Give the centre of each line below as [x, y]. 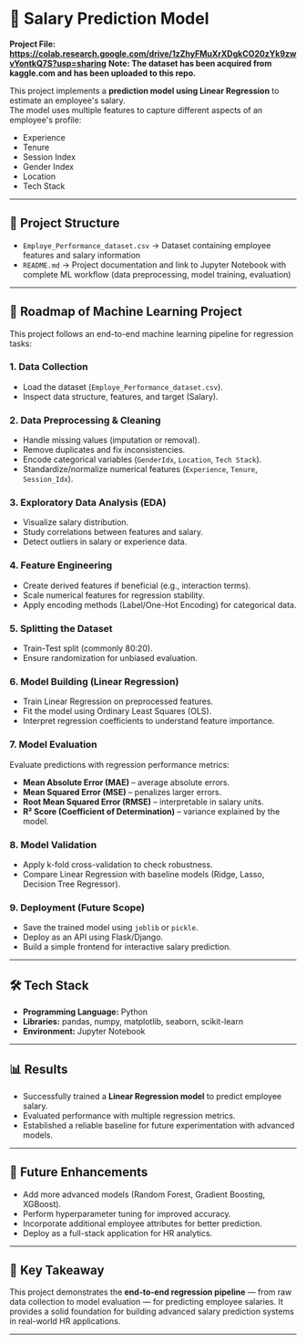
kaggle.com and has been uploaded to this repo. [103, 73]
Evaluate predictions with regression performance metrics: [119, 764]
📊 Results [39, 1070]
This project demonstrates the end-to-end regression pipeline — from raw [151, 1292]
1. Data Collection [49, 367]
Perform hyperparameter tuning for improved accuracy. [127, 1213]
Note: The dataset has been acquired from [190, 63]
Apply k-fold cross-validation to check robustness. [117, 864]
